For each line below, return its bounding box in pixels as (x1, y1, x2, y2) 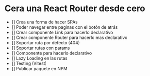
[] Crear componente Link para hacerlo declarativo (11, 29, 113, 35)
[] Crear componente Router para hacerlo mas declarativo (11, 35, 128, 40)
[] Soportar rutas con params (11, 45, 70, 51)
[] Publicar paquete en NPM (11, 65, 67, 71)
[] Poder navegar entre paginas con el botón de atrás (11, 24, 118, 30)
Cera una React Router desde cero (4, 3, 146, 14)
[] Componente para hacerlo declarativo (11, 50, 92, 56)
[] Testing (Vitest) (11, 60, 47, 66)
